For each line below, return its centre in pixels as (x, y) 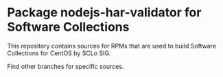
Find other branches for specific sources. (66, 66)
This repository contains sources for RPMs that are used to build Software (112, 46)
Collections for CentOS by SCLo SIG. (59, 53)
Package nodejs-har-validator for (104, 13)
